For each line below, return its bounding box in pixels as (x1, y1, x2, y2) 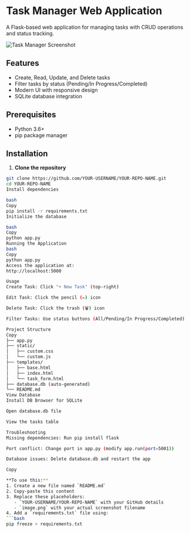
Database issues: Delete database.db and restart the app (6, 456, 151, 462)
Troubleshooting (6, 429, 46, 435)
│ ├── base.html (6, 365, 51, 371)
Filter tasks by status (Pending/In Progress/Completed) (14, 80, 148, 87)
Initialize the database (6, 214, 67, 219)
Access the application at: (6, 262, 75, 268)
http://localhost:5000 (6, 268, 62, 274)
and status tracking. (6, 29, 55, 36)
